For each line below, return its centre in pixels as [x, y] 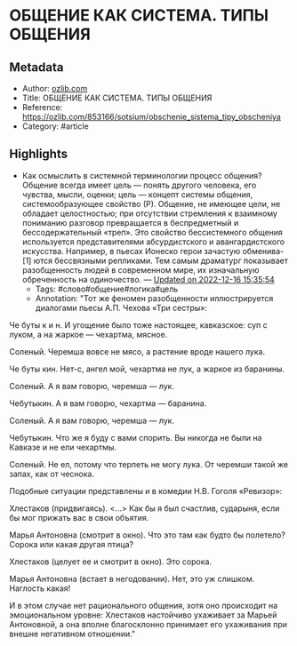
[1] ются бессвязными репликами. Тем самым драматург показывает [155, 260]
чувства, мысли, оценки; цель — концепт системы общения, [137, 194]
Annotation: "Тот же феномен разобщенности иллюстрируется [154, 298]
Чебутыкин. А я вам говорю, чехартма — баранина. [108, 403]
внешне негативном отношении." [72, 634]
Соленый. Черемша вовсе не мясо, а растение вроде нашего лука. [137, 351]
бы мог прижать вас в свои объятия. [79, 517]
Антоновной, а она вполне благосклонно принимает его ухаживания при [148, 624]
